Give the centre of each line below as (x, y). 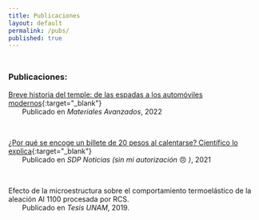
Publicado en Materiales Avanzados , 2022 (92, 111)
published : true (35, 38)
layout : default (35, 23)
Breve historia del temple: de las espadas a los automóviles (106, 94)
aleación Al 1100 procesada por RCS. (69, 199)
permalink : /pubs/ (39, 30)
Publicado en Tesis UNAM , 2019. (76, 207)
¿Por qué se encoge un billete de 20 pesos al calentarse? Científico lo (123, 142)
